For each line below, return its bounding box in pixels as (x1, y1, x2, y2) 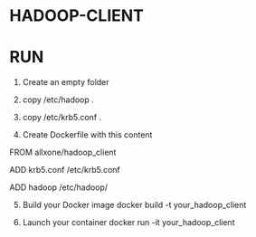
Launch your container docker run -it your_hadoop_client (22, 217, 235, 228)
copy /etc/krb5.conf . (22, 112, 102, 123)
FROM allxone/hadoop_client (9, 147, 117, 158)
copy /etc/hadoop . (22, 94, 95, 105)
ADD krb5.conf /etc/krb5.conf (9, 165, 120, 175)
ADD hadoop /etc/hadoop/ (9, 182, 109, 193)
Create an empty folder (22, 77, 110, 88)
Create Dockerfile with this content (22, 129, 153, 140)
